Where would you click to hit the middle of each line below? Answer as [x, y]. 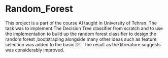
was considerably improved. [35, 50]
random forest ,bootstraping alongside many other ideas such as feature [81, 39]
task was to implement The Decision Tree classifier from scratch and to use [84, 28]
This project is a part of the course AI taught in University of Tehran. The [81, 23]
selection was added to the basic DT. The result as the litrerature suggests [83, 44]
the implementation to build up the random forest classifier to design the [81, 34]
